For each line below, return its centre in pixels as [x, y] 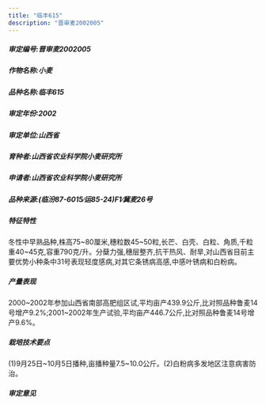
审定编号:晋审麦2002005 [49, 49]
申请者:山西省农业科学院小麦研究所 [65, 178]
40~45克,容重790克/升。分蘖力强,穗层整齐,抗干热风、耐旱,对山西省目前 [131, 252]
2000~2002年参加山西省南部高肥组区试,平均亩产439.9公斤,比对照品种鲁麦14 [133, 303]
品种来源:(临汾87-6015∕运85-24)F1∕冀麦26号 [80, 199]
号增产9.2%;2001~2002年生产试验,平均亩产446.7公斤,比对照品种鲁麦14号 [128, 312]
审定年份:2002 [32, 114]
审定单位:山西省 [34, 134]
